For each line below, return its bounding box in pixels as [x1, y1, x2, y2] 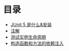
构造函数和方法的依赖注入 [10, 40, 64, 46]
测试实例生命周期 [10, 34, 46, 40]
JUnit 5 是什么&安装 [10, 21, 52, 27]
